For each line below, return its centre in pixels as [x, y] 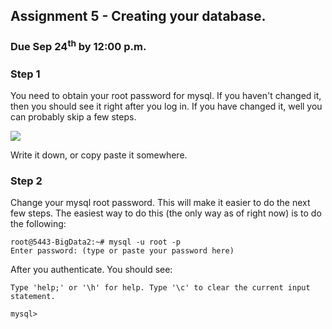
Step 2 [26, 181]
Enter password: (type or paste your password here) [122, 251]
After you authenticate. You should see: [91, 270]
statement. [33, 297]
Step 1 [25, 74]
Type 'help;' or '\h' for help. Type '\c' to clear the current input [160, 288]
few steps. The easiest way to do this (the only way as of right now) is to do [166, 213]
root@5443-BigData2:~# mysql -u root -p [96, 242]
